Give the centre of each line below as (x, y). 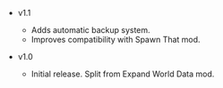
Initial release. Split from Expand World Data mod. (123, 74)
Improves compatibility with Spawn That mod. (116, 40)
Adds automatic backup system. (90, 30)
